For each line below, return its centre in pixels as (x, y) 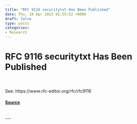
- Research (16, 32)
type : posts (17, 23)
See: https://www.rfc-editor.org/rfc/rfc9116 (48, 91)
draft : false (18, 19)
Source (13, 102)
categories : (17, 28)
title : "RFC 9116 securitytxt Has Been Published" (58, 10)
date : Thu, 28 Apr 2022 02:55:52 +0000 (46, 14)
